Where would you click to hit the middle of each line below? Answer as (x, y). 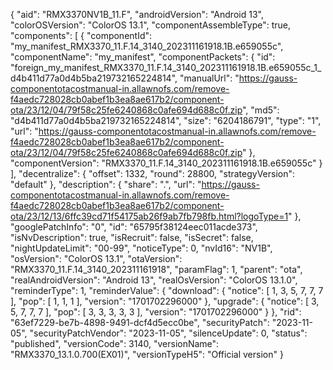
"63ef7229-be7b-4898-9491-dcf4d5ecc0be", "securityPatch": (140, 322)
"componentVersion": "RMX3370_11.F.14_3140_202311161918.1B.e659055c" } (166, 163)
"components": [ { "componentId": (81, 35)
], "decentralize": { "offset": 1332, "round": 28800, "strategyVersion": (153, 173)
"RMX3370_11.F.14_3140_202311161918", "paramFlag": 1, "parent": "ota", (156, 269)
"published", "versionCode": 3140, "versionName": (115, 343)
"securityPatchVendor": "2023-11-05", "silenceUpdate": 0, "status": (168, 333)
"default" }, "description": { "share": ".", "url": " (106, 184)
